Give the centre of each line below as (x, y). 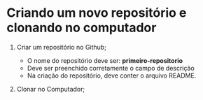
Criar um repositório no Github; (61, 47)
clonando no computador (82, 28)
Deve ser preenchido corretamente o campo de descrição (111, 68)
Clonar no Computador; (51, 89)
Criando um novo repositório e (97, 13)
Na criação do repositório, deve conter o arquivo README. (112, 76)
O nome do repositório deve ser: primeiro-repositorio (105, 60)
